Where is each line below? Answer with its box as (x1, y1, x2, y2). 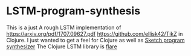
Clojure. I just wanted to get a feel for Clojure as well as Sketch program (6, 36, 185, 43)
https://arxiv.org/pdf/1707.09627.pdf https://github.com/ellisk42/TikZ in (6, 30, 183, 37)
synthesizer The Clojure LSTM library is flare (6, 43, 118, 50)
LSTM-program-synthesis (6, 4, 141, 18)
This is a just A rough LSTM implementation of (6, 24, 121, 31)
